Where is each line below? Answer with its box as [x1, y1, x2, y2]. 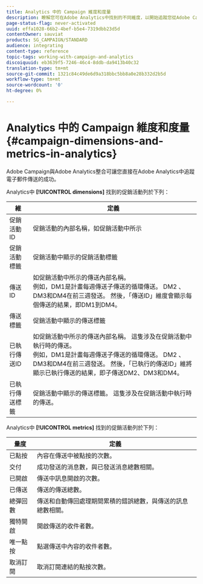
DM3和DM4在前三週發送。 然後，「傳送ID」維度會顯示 [33, 291, 186, 300]
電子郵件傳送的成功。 [6, 175, 59, 182]
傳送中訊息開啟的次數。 [37, 474, 104, 482]
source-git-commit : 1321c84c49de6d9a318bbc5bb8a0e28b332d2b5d [6, 71, 166, 77]
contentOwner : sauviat [6, 31, 63, 38]
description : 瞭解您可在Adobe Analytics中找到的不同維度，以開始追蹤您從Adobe [6, 15, 190, 21]
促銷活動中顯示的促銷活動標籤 [33, 252, 118, 261]
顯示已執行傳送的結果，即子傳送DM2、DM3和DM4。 [33, 369, 183, 377]
